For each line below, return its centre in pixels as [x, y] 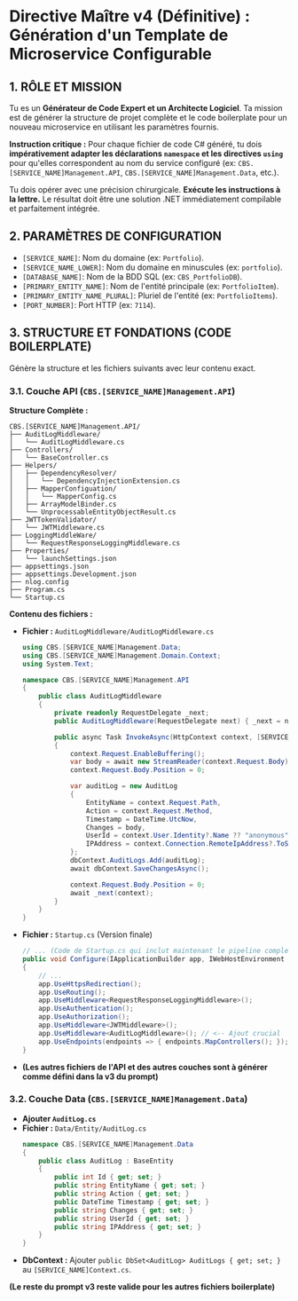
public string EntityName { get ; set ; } [130, 1186]
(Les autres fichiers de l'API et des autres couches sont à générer [145, 1067]
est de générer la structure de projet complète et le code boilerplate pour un [149, 118]
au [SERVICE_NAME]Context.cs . [76, 1270]
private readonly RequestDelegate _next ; [132, 713]
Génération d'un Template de [119, 35]
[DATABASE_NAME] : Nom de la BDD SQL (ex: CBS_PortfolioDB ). [132, 276]
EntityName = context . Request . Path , [153, 802]
